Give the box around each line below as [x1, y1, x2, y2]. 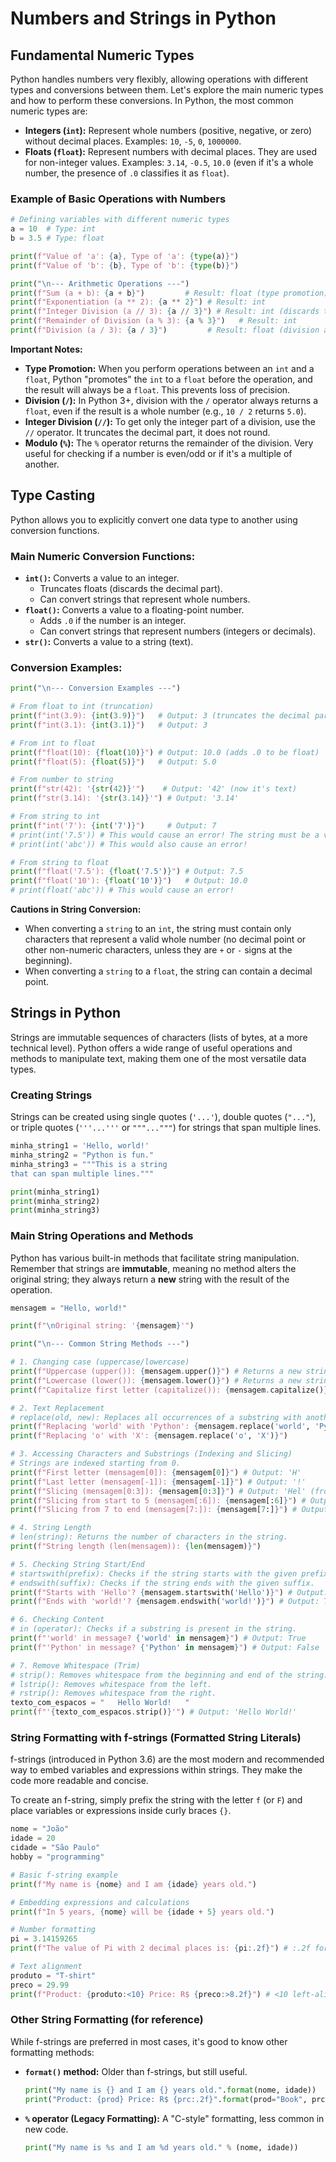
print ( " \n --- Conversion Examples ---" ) [10, 683, 182, 694]
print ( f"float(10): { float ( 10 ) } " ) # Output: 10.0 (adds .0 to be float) [10, 747, 320, 757]
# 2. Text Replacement [10, 1403, 105, 1413]
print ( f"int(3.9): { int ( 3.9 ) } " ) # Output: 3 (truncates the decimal [10, 711, 311, 721]
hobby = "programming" [10, 1852, 105, 1862]
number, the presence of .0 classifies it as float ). [24, 167, 230, 179]
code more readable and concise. [10, 1775, 149, 1787]
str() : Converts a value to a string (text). [24, 636, 194, 648]
